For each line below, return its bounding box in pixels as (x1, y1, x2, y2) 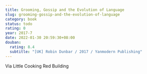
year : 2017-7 (5, 30, 33, 35)
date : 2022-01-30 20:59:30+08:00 (5, 35, 75, 40)
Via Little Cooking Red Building (5, 63, 69, 69)
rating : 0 (5, 26, 26, 31)
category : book (5, 16, 37, 21)
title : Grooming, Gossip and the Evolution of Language (5, 7, 124, 12)
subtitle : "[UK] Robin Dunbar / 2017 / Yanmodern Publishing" (10, 49, 142, 54)
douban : (5, 40, 22, 45)
